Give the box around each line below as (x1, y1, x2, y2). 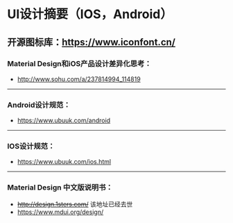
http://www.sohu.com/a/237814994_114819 (17, 74, 141, 83)
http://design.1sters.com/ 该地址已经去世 (17, 199, 133, 208)
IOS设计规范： (7, 142, 55, 151)
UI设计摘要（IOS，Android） (7, 6, 173, 22)
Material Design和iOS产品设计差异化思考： (7, 58, 152, 68)
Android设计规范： (7, 100, 71, 110)
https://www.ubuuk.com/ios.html (17, 158, 112, 166)
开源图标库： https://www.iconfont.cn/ (7, 36, 175, 48)
